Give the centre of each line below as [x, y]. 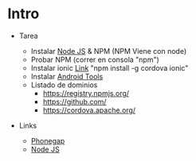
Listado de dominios [64, 85]
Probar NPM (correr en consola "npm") [95, 59]
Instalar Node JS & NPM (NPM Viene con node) [109, 51]
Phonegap [48, 140]
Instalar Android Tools [67, 76]
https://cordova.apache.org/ [89, 110]
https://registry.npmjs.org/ [86, 93]
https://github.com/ [74, 102]
